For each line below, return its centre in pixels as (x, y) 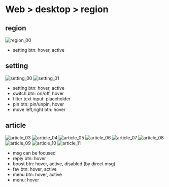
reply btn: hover (29, 158)
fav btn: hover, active (35, 169)
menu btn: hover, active (37, 174)
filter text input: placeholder (42, 99)
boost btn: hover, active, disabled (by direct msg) (64, 164)
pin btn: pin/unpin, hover (38, 104)
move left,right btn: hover (39, 109)
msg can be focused (34, 153)
